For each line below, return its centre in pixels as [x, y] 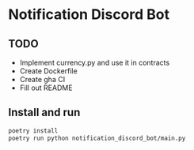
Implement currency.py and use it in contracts [95, 62]
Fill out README [46, 88]
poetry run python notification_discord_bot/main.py [97, 138]
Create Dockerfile [48, 71]
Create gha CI [42, 79]
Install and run [44, 112]
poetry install [33, 131]
